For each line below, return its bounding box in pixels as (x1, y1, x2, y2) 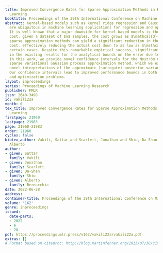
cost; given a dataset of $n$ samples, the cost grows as (9, 34, 130, 39)
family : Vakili (9, 155, 40, 160)
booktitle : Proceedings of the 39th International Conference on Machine (5, 16, 158, 21)
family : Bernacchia (9, 182, 49, 187)
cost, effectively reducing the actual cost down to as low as (9, 43, 140, 48)
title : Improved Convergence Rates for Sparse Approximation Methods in (5, 7, 155, 12)
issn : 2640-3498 (5, 92, 38, 97)
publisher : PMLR (5, 88, 38, 93)
